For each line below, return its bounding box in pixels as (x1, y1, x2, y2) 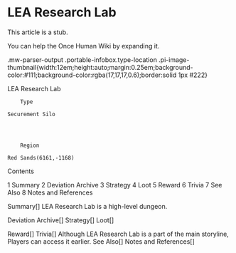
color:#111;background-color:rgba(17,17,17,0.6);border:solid (7, 71, 177, 79)
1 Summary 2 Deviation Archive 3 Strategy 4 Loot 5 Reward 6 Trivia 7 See (7, 180, 222, 189)
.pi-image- (159, 55, 190, 64)
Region (20, 142, 40, 149)
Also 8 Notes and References (7, 188, 93, 197)
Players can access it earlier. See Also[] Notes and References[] (7, 237, 195, 246)
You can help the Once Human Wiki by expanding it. (7, 41, 160, 50)
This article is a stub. (7, 28, 69, 36)
